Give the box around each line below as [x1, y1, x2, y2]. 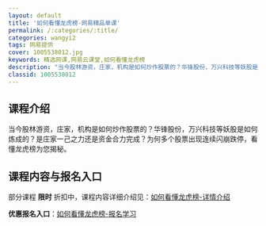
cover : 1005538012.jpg [8, 48, 83, 56]
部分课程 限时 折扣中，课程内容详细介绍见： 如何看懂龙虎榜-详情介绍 [8, 192, 231, 202]
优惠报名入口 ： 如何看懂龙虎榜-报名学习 [8, 209, 137, 219]
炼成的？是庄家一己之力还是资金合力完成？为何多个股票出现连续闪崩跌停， [8, 134, 251, 144]
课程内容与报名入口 [8, 170, 102, 183]
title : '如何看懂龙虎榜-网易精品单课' [8, 19, 121, 27]
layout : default [8, 11, 62, 20]
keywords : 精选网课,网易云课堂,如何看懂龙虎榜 [8, 56, 146, 64]
